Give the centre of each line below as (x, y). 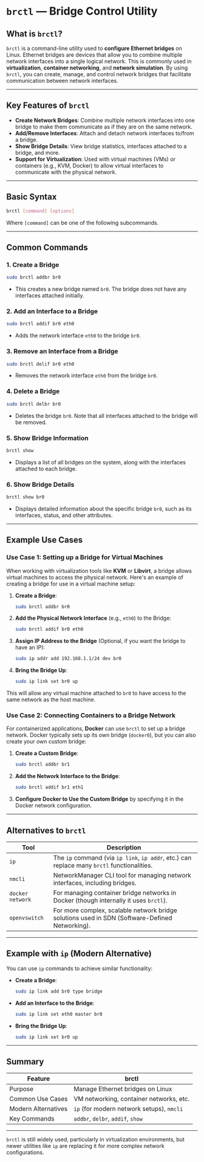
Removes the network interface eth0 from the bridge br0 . (86, 375)
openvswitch (27, 918)
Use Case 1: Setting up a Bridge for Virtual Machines (85, 558)
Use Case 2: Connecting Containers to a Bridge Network (91, 715)
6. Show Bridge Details (40, 484)
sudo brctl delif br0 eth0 (40, 364)
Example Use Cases (45, 540)
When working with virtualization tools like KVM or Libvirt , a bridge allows (99, 570)
